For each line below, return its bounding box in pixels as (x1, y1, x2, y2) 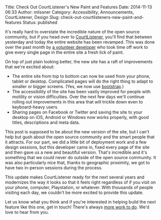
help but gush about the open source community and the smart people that (5, 134, 155, 140)
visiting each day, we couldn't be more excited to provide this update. (5, 190, 144, 195)
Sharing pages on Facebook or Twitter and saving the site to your (12, 109, 143, 115)
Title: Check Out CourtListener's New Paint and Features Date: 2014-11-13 (5, 4, 152, 10)
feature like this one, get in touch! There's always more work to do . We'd (5, 204, 150, 210)
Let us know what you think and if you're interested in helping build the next (5, 199, 156, 205)
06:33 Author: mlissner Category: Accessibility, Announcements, (5, 9, 134, 15)
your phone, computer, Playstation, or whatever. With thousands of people (5, 185, 153, 190)
